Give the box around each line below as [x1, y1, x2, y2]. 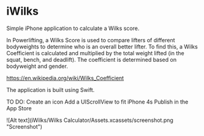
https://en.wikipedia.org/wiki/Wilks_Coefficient [6, 74, 124, 81]
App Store [6, 104, 32, 111]
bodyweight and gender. [6, 62, 69, 70]
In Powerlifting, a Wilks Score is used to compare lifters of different [6, 36, 175, 43]
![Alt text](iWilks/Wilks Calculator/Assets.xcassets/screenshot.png [6, 116, 173, 124]
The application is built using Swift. [6, 86, 95, 93]
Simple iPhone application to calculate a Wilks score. [6, 25, 140, 32]
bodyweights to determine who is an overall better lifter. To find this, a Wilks [6, 43, 198, 50]
